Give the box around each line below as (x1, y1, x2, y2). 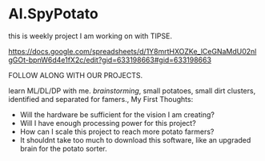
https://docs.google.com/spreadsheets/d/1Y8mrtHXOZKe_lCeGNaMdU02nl (8, 46, 257, 56)
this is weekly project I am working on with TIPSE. (8, 31, 172, 41)
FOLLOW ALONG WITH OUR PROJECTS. (8, 70, 143, 80)
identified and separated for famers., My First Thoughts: (8, 94, 194, 104)
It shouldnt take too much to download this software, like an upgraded (19, 135, 251, 144)
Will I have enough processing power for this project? (19, 118, 196, 128)
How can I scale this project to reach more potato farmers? (19, 127, 215, 136)
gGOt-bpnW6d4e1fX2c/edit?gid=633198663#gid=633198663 (8, 55, 212, 65)
